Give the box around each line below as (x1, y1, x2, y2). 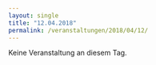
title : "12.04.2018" (8, 19, 78, 27)
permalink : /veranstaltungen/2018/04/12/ (8, 26, 149, 34)
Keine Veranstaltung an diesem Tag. (8, 48, 127, 58)
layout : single (8, 11, 59, 20)
